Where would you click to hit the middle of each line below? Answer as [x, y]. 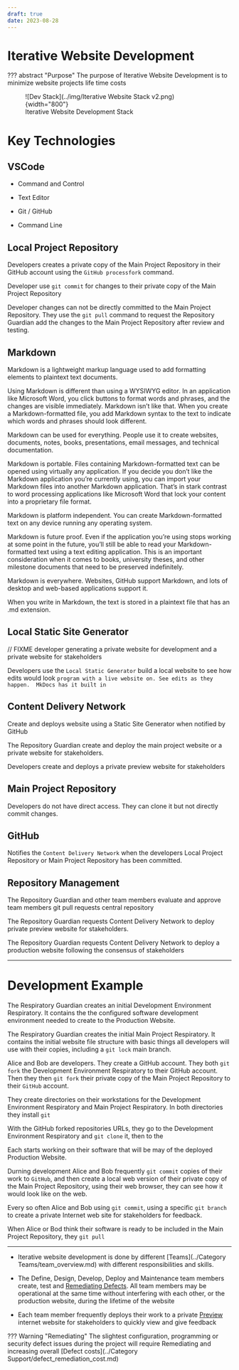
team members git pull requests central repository [81, 908]
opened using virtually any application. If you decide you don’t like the [110, 472]
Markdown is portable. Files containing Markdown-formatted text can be [114, 464]
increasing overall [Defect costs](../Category [73, 1352]
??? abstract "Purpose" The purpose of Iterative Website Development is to [117, 75]
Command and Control [51, 184]
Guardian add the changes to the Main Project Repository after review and [116, 323]
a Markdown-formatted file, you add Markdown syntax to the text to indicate [119, 414]
